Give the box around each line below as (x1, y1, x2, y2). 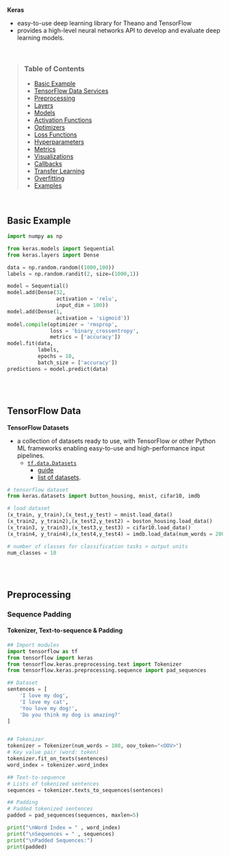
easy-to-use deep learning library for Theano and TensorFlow (16, 19, 192, 27)
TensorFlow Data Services (34, 87, 109, 95)
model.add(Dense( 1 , (7, 308, 63, 315)
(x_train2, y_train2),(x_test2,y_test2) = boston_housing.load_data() (7, 518, 213, 525)
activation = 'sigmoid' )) (55, 315, 130, 322)
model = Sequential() (7, 282, 69, 290)
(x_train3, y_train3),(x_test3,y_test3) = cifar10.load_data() (7, 524, 192, 531)
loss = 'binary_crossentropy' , (50, 327, 139, 335)
